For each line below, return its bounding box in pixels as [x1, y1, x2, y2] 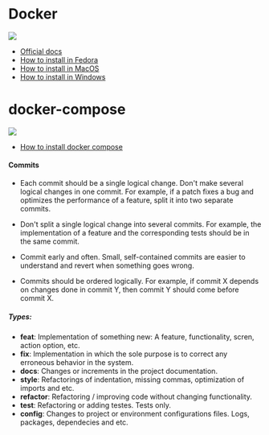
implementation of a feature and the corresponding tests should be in [19, 228, 251, 238]
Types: [8, 311, 32, 322]
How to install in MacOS [19, 64, 100, 73]
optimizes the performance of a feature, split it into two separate [19, 195, 234, 205]
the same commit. [19, 236, 80, 246]
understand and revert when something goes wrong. [19, 261, 194, 270]
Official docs [19, 46, 63, 56]
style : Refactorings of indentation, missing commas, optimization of [19, 375, 245, 384]
